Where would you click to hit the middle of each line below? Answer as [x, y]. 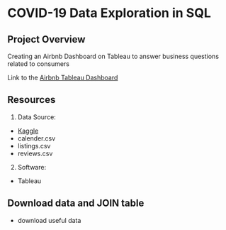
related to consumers [38, 64]
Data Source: [37, 117]
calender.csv [36, 138]
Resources [32, 100]
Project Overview [46, 39]
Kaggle [28, 131]
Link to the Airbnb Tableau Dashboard [63, 77]
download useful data [49, 220]
